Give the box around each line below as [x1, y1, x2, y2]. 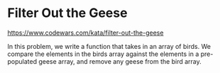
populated [7, 57, 38, 65]
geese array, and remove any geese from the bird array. [38, 57, 202, 65]
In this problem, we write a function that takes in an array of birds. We [7, 42, 211, 50]
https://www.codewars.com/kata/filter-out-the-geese [7, 28, 164, 37]
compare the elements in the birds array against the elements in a [7, 50, 199, 58]
